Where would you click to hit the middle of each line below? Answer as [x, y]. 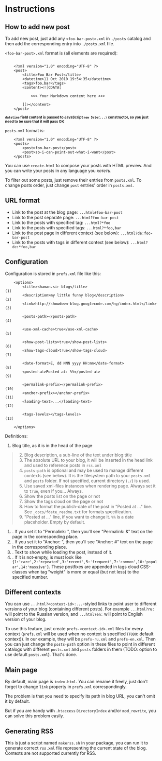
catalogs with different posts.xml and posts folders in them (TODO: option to [81, 649]
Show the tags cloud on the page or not [64, 501]
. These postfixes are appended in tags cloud [94, 567]
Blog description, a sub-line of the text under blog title [78, 455]
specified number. [30, 577]
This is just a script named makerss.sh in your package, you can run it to [77, 743]
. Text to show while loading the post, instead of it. [62, 552]
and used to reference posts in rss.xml [63, 465]
